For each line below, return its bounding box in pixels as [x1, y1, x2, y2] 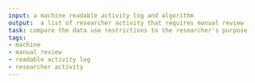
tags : [8, 33, 26, 42]
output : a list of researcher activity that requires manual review [8, 19, 245, 27]
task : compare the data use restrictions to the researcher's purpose [8, 26, 248, 34]
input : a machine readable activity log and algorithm [8, 11, 194, 20]
